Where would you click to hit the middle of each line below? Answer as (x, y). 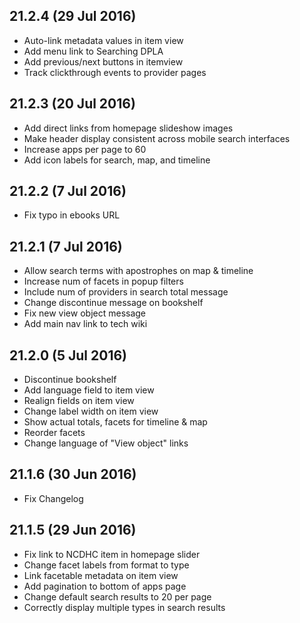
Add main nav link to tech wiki (85, 324)
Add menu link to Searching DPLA (93, 51)
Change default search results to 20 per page (117, 596)
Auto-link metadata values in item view (103, 40)
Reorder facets (54, 433)
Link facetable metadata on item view (101, 575)
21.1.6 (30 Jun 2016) (73, 474)
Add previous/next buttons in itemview (103, 61)
